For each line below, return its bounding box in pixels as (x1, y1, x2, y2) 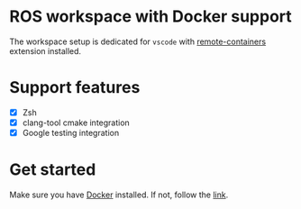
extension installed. (9, 45, 82, 56)
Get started (9, 159, 96, 180)
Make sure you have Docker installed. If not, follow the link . (9, 189, 229, 200)
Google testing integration (22, 128, 120, 138)
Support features (9, 77, 141, 98)
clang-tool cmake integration (22, 117, 131, 128)
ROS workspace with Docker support (9, 6, 293, 27)
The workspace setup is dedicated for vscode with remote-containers (9, 36, 267, 47)
